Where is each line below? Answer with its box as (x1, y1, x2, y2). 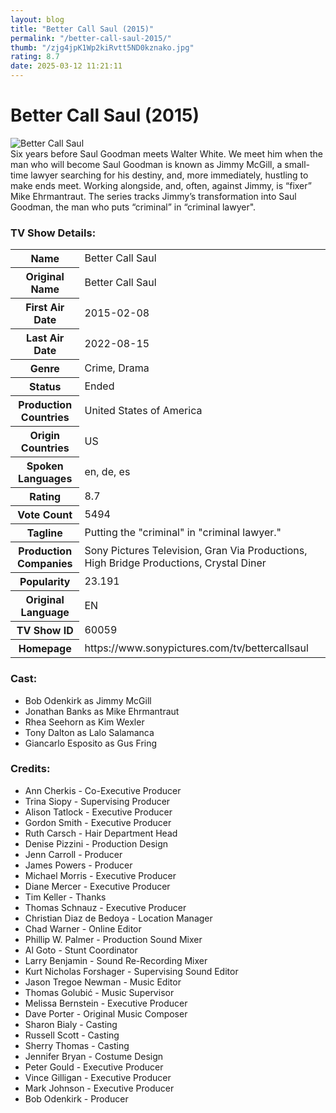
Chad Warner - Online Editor (24, 922, 142, 935)
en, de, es (84, 465, 131, 479)
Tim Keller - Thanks (24, 891, 107, 903)
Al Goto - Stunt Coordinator (24, 944, 138, 956)
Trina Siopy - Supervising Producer (24, 795, 171, 807)
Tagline (26, 526, 63, 540)
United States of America (84, 404, 203, 418)
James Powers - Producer (24, 859, 133, 871)
